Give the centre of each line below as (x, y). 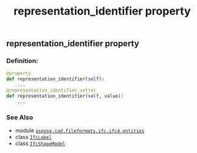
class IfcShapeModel (40, 143)
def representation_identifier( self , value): (65, 96)
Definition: (22, 61)
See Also (20, 117)
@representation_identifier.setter (51, 90)
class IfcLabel (33, 137)
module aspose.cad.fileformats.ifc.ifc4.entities (80, 131)
